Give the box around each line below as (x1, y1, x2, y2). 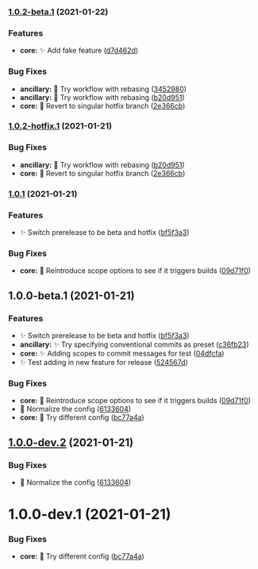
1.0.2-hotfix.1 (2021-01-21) (8, 121, 113, 132)
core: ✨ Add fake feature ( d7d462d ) (19, 46, 139, 56)
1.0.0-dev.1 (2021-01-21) (8, 506, 171, 524)
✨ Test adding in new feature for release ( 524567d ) (19, 357, 188, 367)
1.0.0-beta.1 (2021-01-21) (8, 289, 135, 302)
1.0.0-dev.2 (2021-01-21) (8, 436, 133, 449)
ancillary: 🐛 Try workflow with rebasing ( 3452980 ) (19, 84, 187, 94)
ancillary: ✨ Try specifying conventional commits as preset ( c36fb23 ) (19, 340, 249, 349)
